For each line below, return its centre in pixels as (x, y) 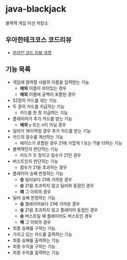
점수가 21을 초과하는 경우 (43, 167)
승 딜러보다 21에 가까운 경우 (46, 179)
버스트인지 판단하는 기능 (35, 161)
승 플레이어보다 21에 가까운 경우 (50, 204)
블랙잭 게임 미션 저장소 (27, 23)
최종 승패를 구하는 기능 (34, 228)
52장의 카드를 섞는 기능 (35, 100)
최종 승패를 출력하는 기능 (36, 240)
